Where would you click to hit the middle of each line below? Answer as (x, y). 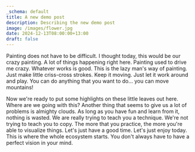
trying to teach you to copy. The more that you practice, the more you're (94, 124)
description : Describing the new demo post (61, 22)
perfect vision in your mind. (39, 143)
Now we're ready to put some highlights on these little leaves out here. (92, 99)
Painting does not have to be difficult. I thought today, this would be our (93, 56)
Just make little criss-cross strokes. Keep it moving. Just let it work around (97, 75)
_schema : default (28, 12)
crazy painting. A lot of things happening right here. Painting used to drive (96, 62)
